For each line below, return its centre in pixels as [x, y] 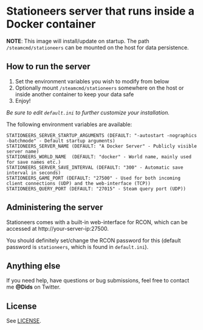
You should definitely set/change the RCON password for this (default [94, 240]
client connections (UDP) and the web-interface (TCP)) [78, 183]
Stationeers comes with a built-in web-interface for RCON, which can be [97, 222]
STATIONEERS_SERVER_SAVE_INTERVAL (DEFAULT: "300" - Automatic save [95, 167]
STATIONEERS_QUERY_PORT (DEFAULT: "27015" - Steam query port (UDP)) [96, 189]
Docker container [51, 24]
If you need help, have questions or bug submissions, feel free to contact [98, 281]
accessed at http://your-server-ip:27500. [58, 228]
